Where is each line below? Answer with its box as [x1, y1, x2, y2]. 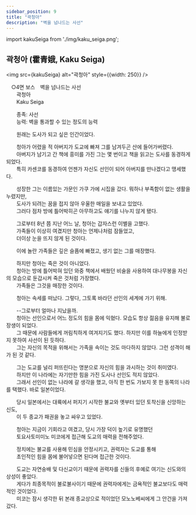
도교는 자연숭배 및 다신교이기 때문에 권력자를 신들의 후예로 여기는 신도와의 [16, 465, 187, 473]
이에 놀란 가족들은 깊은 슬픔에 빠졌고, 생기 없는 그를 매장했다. [16, 247, 156, 254]
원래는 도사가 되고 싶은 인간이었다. [16, 131, 95, 138]
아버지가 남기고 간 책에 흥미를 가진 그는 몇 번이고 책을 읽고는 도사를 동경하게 [16, 151, 191, 158]
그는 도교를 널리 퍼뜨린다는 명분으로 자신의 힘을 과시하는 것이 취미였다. [16, 364, 178, 371]
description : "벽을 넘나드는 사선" [6, 19, 84, 25]
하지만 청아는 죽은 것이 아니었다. [16, 260, 91, 267]
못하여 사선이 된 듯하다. [12, 337, 66, 344]
